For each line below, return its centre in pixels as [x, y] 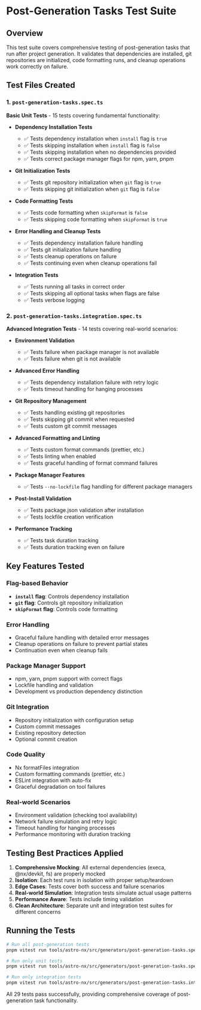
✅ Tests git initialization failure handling [72, 249]
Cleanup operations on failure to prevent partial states [81, 643]
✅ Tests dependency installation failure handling [83, 243]
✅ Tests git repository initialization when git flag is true [92, 182]
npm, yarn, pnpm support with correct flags [68, 679]
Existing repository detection [50, 733]
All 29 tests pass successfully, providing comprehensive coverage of [91, 994]
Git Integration [28, 707]
